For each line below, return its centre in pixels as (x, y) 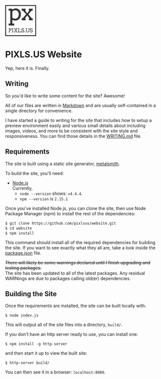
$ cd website (19, 228)
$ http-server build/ (27, 363)
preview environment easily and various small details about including (76, 126)
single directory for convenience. (39, 111)
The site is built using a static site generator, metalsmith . (63, 164)
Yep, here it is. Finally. (27, 68)
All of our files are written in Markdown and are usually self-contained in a (80, 105)
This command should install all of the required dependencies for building (80, 242)
